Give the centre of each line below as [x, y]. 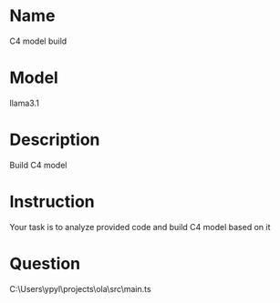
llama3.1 [24, 103]
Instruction [52, 202]
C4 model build [38, 41]
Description [55, 140]
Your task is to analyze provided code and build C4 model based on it [140, 227]
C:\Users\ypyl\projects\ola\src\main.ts [81, 288]
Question [45, 263]
